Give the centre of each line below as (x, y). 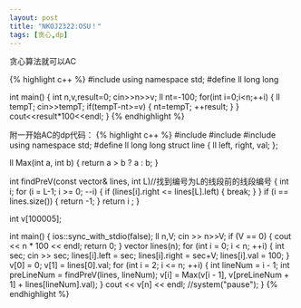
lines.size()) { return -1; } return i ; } (75, 201)
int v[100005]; (35, 219)
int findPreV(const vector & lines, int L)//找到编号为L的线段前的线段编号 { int (149, 181)
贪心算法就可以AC (43, 62)
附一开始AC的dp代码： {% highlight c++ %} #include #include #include (143, 135)
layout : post (34, 18)
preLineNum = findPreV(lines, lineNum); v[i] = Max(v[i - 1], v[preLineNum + (150, 275)
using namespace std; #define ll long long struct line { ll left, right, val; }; (144, 145)
